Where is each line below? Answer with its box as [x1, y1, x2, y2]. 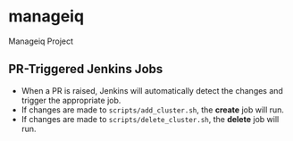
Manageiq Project [8, 36, 73, 46]
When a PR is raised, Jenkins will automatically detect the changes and [21, 85, 283, 95]
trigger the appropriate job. [21, 95, 121, 105]
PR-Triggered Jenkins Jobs [8, 62, 163, 77]
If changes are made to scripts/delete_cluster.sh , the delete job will [21, 113, 280, 124]
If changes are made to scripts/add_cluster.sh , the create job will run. [21, 104, 285, 115]
